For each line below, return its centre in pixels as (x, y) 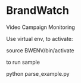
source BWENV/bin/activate (40, 50)
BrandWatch (38, 11)
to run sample (23, 62)
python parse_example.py (38, 73)
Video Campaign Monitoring (41, 27)
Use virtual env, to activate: (40, 38)
